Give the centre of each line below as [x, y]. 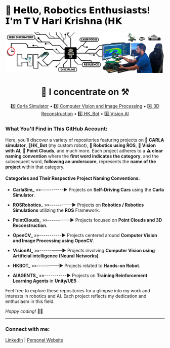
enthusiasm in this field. [30, 301]
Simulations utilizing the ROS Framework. [56, 210]
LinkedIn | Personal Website [34, 340]
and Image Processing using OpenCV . [53, 241]
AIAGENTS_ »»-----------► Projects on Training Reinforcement [80, 275]
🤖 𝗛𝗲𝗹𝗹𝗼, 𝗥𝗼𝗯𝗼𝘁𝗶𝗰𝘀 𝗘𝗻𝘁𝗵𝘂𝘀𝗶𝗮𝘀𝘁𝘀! [78, 10]
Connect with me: [28, 329]
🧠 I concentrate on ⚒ [85, 92]
